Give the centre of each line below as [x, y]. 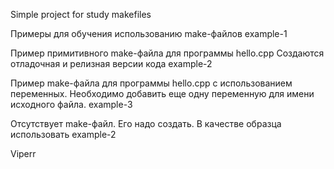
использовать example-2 [63, 134]
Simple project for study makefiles [81, 14]
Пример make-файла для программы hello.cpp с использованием [151, 83]
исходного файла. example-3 [71, 104]
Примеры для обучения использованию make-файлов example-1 [149, 33]
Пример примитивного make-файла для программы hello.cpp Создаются [167, 53]
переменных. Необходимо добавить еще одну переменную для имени [162, 93]
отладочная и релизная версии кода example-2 [111, 63]
